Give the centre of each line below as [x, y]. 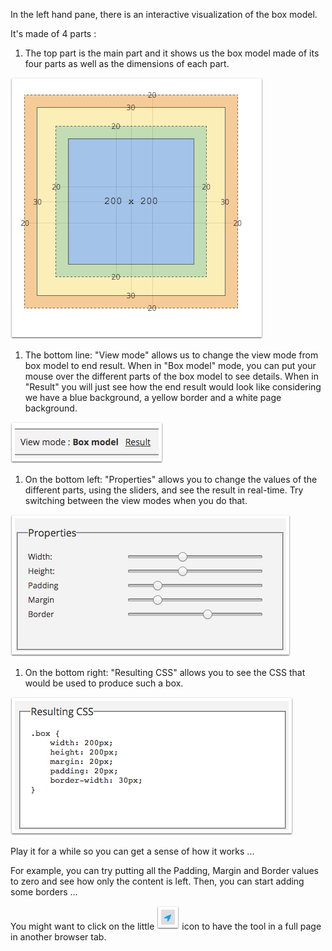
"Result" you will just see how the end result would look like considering [173, 387]
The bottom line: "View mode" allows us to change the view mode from [171, 355]
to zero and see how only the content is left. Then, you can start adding [157, 881]
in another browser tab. [58, 937]
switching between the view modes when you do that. [136, 500]
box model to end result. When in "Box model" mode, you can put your [170, 365]
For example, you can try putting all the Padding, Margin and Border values [165, 870]
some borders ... [44, 892]
